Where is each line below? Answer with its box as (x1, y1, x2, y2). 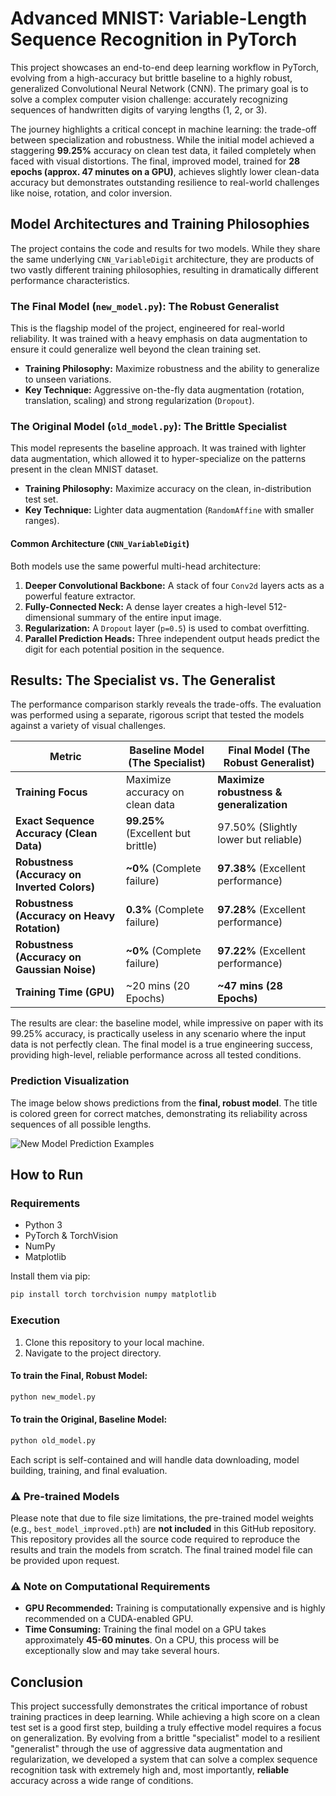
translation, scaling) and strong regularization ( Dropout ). (24, 395, 255, 407)
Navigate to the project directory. (24, 1347, 162, 1359)
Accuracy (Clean (15, 827, 98, 841)
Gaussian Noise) (15, 963, 97, 977)
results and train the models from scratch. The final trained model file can (10, 1543, 313, 1556)
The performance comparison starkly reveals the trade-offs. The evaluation (10, 698, 322, 711)
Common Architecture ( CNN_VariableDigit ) (10, 537, 190, 549)
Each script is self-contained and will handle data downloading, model (10, 1453, 300, 1466)
